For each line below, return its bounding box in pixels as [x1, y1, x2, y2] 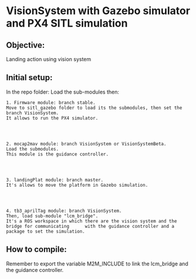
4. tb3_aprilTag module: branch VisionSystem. [6, 208, 122, 214]
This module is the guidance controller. [6, 151, 109, 157]
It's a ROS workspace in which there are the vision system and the [6, 218, 177, 224]
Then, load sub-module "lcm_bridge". [6, 213, 99, 219]
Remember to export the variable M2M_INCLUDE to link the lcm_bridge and [6, 260, 189, 267]
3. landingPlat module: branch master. [6, 177, 104, 183]
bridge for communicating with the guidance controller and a [6, 223, 175, 229]
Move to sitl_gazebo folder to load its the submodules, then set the [6, 105, 183, 111]
